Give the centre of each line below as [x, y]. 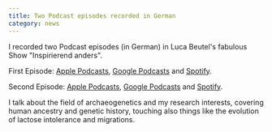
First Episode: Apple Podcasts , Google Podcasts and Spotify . [110, 70]
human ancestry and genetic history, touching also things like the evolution [134, 111]
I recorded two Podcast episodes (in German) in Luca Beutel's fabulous [128, 46]
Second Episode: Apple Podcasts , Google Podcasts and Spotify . [116, 87]
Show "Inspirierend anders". [56, 55]
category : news [34, 23]
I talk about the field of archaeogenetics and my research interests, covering [136, 102]
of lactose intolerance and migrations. [72, 119]
